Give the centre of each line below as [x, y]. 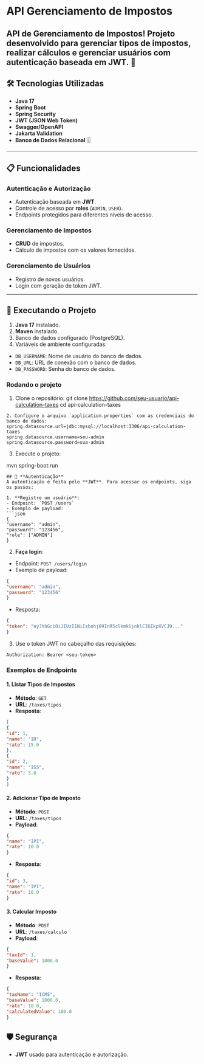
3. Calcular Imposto [32, 912]
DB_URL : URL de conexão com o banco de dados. [76, 362]
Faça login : [29, 551]
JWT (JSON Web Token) [46, 120]
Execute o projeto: [38, 454]
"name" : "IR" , [24, 739]
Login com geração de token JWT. [58, 285]
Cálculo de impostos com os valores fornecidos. [76, 250]
